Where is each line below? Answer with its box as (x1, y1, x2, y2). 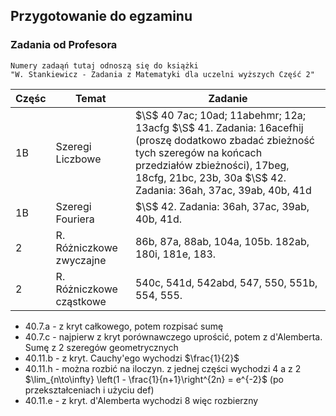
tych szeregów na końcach (134, 145, 263, 159)
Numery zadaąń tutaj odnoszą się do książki (10, 60, 199, 71)
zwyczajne (55, 253, 107, 267)
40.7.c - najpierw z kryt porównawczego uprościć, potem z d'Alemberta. (24, 330, 323, 343)
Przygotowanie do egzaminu (10, 8, 193, 25)
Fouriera (55, 212, 95, 226)
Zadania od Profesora (10, 38, 118, 52)
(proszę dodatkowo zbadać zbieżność (134, 133, 315, 147)
